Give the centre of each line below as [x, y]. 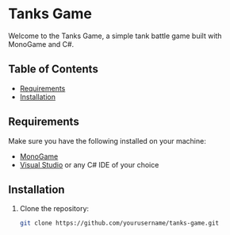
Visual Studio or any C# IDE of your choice [89, 164]
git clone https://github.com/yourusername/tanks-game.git [119, 223]
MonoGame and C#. [41, 44]
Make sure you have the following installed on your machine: [107, 141]
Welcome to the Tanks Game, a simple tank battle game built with [115, 36]
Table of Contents [54, 69]
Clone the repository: [54, 209]
